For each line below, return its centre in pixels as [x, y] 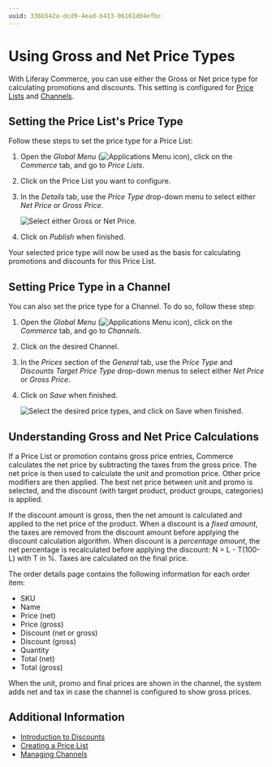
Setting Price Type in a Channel [89, 286]
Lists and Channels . [41, 96]
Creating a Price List [54, 745]
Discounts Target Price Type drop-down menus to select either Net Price [142, 371]
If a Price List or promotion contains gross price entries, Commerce [121, 456]
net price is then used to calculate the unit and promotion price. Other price [135, 473]
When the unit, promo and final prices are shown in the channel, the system [135, 683]
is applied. [26, 499]
